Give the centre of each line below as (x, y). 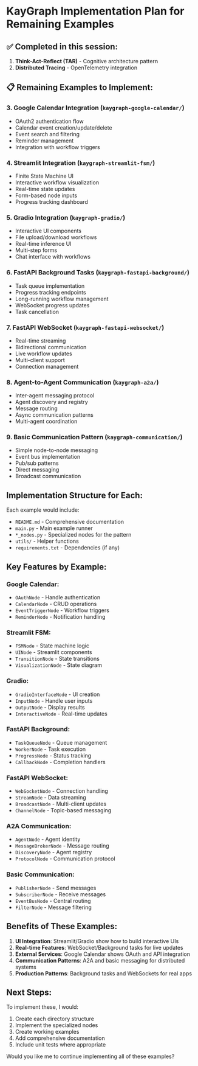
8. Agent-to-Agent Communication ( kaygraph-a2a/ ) (83, 382)
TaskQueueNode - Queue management (61, 742)
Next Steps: (29, 992)
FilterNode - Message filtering (53, 907)
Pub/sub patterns (37, 463)
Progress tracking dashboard (51, 201)
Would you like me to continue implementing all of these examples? (90, 1056)
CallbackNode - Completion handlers (60, 762)
